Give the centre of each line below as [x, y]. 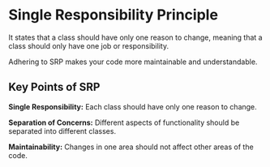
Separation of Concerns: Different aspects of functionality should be [124, 122]
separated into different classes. [62, 131]
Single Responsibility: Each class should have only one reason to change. [133, 106]
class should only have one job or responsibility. [88, 45]
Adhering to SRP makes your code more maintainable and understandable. [133, 62]
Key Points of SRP [54, 87]
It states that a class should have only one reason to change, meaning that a [135, 37]
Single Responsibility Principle [114, 15]
